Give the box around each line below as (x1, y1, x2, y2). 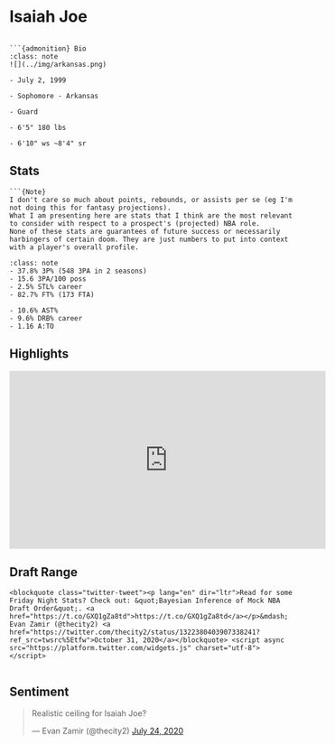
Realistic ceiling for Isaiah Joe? (31, 708, 147, 719)
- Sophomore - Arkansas (9, 91, 99, 100)
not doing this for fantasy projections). (9, 203, 172, 212)
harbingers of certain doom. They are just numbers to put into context (9, 235, 289, 244)
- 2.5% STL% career (9, 282, 83, 291)
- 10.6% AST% (9, 305, 59, 315)
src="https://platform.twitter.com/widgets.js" (9, 644, 192, 653)
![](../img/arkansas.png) (9, 60, 107, 69)
